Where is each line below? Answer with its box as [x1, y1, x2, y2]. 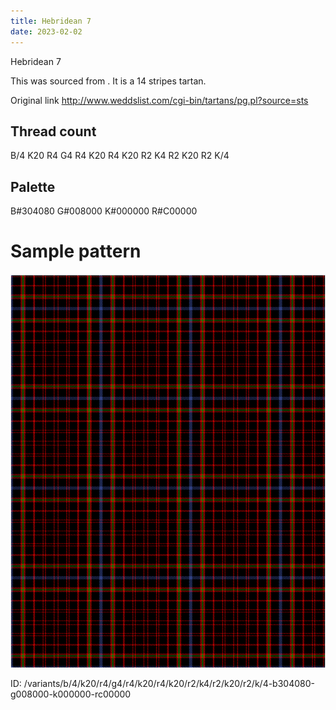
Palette [10, 178, 56, 195]
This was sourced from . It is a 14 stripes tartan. [10, 75, 207, 87]
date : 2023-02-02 [10, 26, 83, 37]
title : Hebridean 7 [10, 16, 92, 26]
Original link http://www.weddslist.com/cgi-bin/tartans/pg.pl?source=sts [10, 94, 309, 106]
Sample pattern [10, 240, 142, 263]
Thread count [10, 123, 97, 140]
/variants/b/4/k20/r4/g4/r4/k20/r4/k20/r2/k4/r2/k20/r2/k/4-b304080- [23, 678, 315, 690]
